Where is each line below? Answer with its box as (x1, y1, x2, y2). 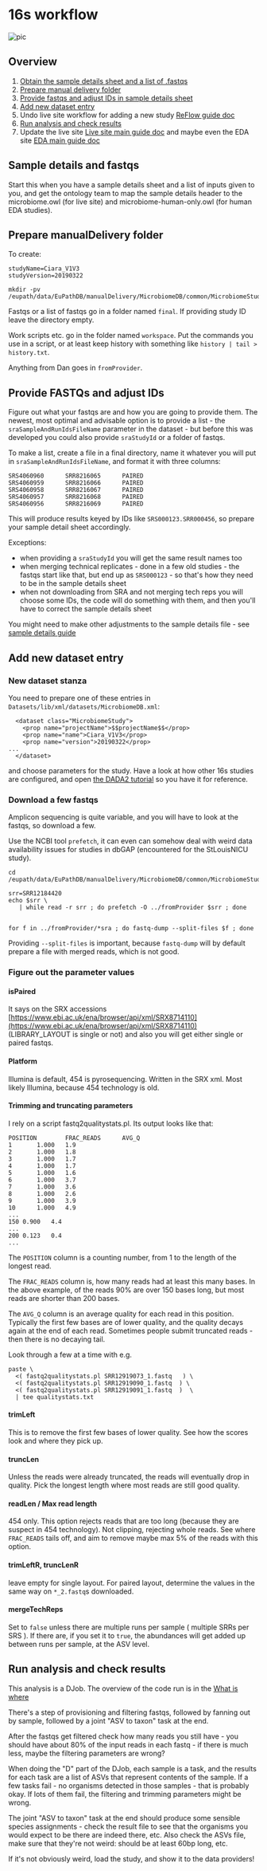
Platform (8, 1056, 38, 1066)
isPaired (8, 986, 36, 996)
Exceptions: (8, 538, 47, 548)
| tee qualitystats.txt (15, 1393, 94, 1401)
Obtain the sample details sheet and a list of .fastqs (19, 76, 188, 85)
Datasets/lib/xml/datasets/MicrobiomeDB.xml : (8, 702, 161, 711)
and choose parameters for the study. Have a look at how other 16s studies (8, 765, 254, 775)
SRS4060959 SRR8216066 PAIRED (8, 479, 145, 487)
